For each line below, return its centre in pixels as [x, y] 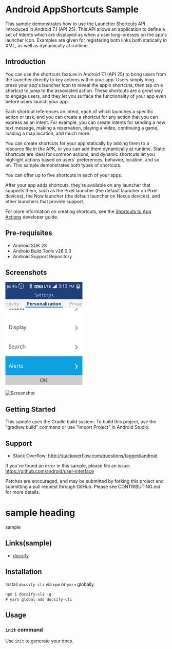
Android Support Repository [42, 256]
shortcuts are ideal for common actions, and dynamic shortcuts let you [80, 154]
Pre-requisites [29, 233]
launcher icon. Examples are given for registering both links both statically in [86, 40]
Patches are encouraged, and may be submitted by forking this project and [85, 481]
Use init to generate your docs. [39, 641]
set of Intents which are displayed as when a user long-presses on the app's [86, 34]
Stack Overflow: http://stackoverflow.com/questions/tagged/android [85, 456]
